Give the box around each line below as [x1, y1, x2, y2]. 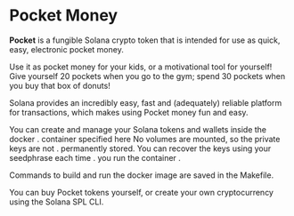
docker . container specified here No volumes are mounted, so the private [9, 133, 281, 144]
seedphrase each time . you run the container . [9, 152, 181, 163]
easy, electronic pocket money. [9, 44, 125, 54]
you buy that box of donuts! [9, 80, 111, 91]
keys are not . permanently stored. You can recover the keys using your [9, 143, 272, 154]
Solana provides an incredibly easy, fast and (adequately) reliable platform [9, 97, 282, 108]
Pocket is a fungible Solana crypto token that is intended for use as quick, [9, 35, 281, 45]
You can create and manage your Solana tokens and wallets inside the [9, 124, 267, 134]
